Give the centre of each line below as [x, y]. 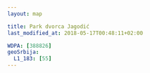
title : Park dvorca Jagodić [49, 26]
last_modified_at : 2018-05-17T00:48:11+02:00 [75, 33]
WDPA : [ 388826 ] [30, 46]
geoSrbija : [23, 52]
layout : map [25, 14]
